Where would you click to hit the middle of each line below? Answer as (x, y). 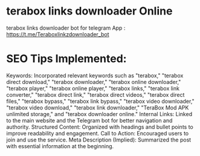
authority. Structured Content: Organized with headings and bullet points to (100, 127)
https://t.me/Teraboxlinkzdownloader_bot (58, 34)
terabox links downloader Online (89, 11)
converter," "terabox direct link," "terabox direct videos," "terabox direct (95, 94)
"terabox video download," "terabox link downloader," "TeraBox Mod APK (98, 108)
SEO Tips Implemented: (66, 59)
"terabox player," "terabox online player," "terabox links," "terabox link (93, 88)
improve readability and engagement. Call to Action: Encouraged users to (98, 133)
